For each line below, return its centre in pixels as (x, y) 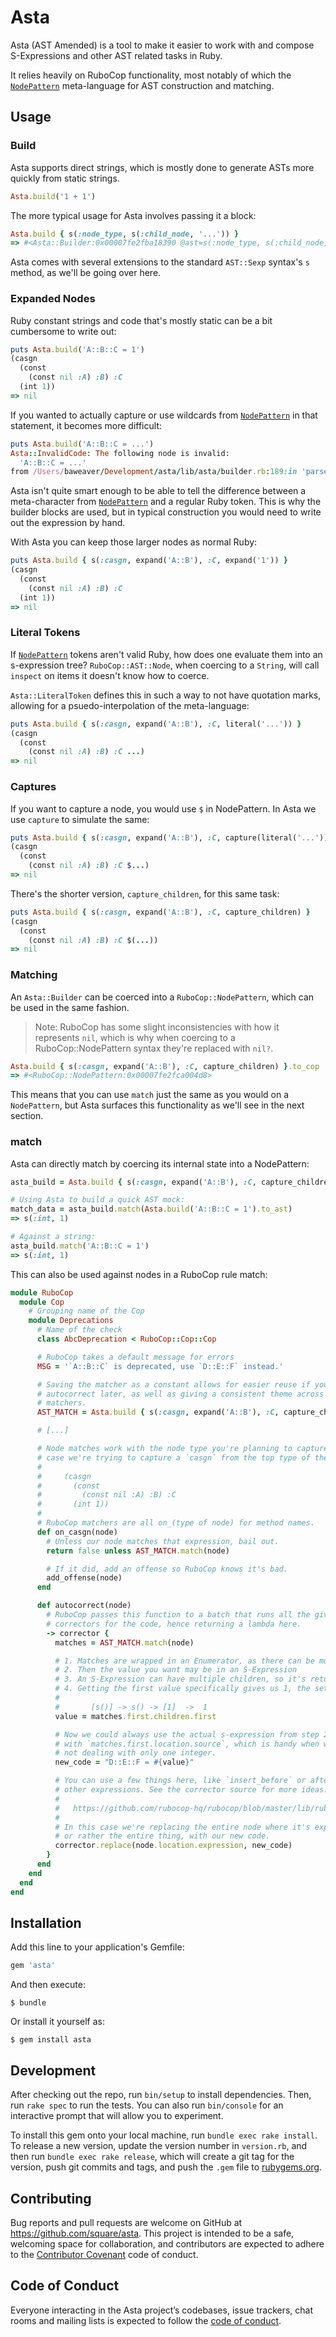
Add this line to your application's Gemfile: (97, 1947)
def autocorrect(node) (84, 1606)
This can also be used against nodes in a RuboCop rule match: (139, 1274)
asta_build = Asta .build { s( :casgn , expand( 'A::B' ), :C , (133, 1182)
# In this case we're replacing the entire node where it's (182, 1827)
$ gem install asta (51, 2040)
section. (27, 1116)
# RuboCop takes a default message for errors (135, 1357)
